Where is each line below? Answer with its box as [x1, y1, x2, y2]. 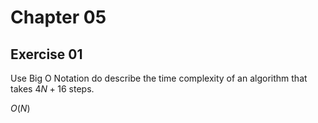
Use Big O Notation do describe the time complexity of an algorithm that [10, 72, 308, 84]
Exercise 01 [10, 46, 83, 63]
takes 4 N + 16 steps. [10, 83, 95, 95]
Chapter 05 [10, 6, 107, 29]
